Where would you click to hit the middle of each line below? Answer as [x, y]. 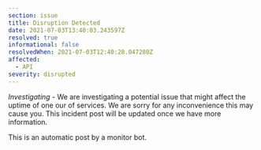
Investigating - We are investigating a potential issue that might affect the [127, 96]
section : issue [33, 15]
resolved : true [33, 37]
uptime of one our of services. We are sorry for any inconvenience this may [131, 105]
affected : [24, 60]
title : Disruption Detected [54, 23]
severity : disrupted [42, 74]
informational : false [44, 45]
